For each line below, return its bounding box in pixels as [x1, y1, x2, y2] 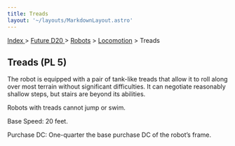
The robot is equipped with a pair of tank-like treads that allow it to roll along [7, 75, 228, 84]
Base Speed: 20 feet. [7, 117, 68, 126]
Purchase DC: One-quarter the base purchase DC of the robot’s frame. [7, 131, 212, 139]
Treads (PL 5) [7, 56, 67, 68]
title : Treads [7, 10, 49, 18]
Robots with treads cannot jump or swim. [7, 103, 126, 112]
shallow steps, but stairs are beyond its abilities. [7, 90, 146, 98]
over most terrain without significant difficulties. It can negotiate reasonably [7, 82, 226, 91]
